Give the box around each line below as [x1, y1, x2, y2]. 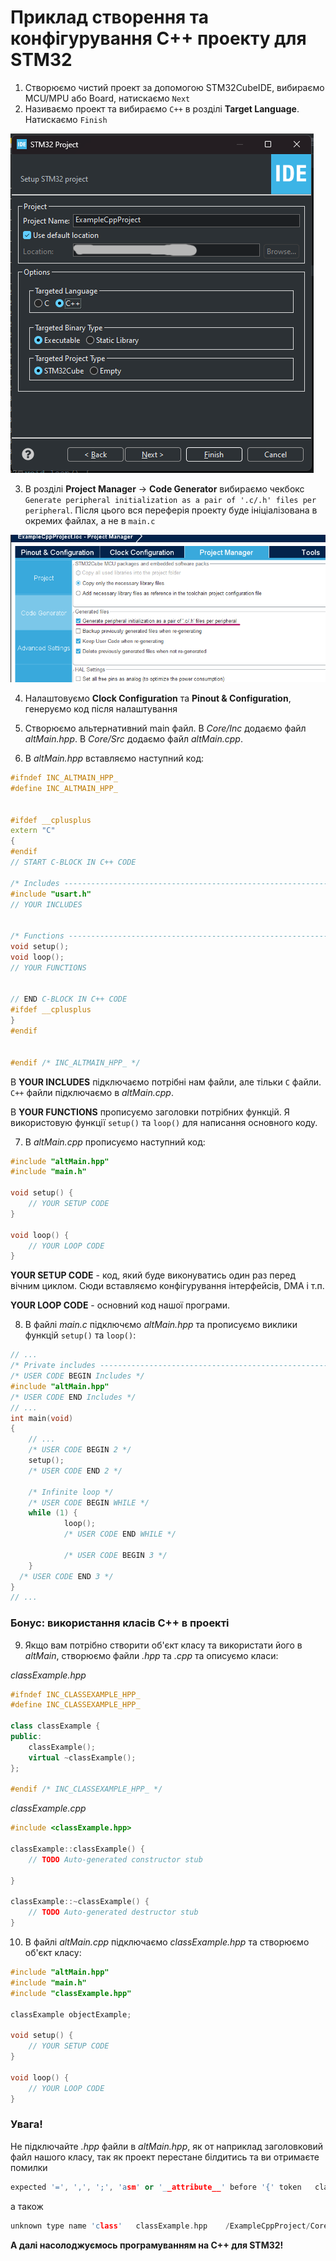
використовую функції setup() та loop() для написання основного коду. [10, 1116, 318, 1128]
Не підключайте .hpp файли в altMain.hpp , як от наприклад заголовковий [10, 2140, 324, 2152]
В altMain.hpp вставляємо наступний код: [24, 752, 205, 765]
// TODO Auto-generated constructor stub [28, 1854, 203, 1865]
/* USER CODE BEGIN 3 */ [63, 1550, 168, 1560]
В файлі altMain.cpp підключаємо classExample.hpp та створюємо [24, 1936, 310, 1948]
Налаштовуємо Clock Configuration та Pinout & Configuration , [24, 692, 292, 705]
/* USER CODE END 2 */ [28, 1466, 123, 1476]
